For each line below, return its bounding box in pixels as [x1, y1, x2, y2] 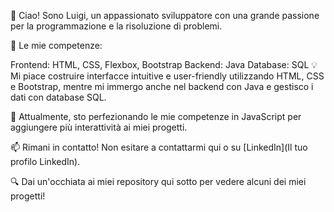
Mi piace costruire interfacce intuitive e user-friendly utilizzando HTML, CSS [10, 70, 325, 82]
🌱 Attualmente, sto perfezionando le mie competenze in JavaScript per [10, 111, 302, 122]
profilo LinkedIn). [10, 156, 81, 167]
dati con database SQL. [10, 91, 107, 103]
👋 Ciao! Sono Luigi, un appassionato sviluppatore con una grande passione [10, 10, 320, 21]
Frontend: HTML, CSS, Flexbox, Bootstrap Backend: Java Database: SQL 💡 [10, 59, 318, 70]
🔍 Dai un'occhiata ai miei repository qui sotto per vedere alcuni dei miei [10, 176, 307, 187]
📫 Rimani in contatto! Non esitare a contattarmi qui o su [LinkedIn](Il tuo [10, 141, 308, 153]
